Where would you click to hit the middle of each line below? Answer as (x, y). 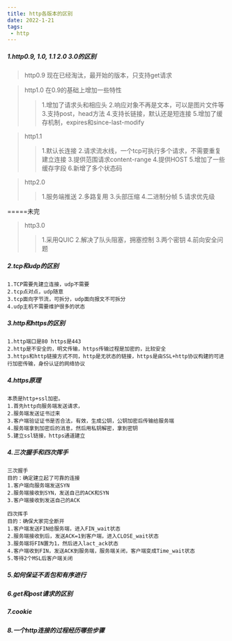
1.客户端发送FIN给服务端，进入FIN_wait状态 (64, 529)
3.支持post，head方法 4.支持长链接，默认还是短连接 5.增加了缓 (132, 114)
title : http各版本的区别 (40, 14)
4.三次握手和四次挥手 (38, 452)
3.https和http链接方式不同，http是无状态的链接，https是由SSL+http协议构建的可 (113, 357)
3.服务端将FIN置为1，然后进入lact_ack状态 (63, 544)
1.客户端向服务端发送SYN (38, 486)
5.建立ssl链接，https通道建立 (46, 436)
